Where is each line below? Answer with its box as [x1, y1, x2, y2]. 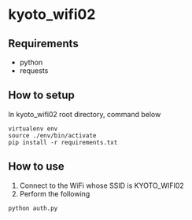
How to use [8, 159, 65, 174]
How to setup [8, 89, 75, 102]
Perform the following [19, 189, 90, 198]
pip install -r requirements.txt [8, 138, 118, 146]
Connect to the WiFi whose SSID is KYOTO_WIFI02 [19, 181, 185, 190]
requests [19, 66, 49, 75]
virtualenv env [8, 124, 58, 133]
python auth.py [8, 204, 58, 212]
